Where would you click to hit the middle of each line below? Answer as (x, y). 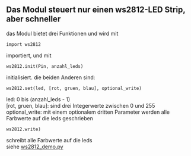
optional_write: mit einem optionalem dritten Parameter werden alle (88, 112)
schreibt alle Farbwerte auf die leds (49, 140)
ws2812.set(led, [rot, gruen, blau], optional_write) (74, 88)
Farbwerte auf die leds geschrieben (50, 118)
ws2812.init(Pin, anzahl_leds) (45, 66)
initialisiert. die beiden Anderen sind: (51, 77)
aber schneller (34, 19)
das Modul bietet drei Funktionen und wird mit (62, 33)
